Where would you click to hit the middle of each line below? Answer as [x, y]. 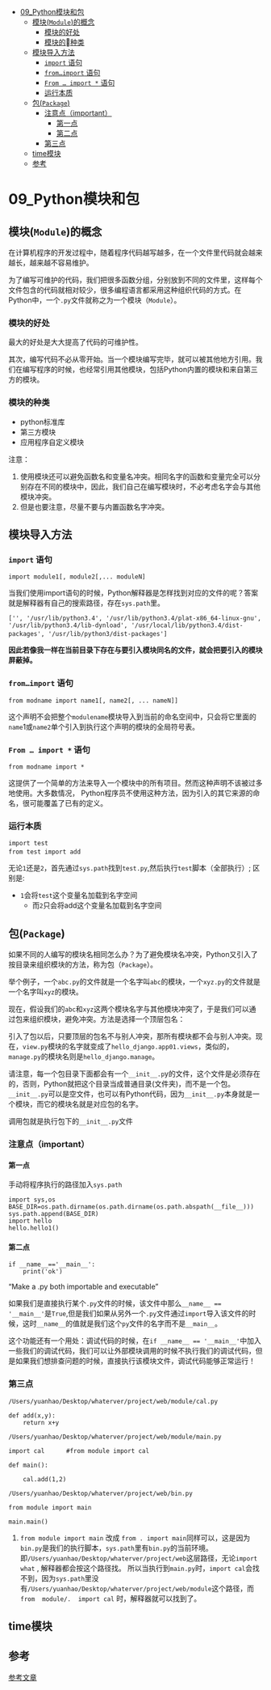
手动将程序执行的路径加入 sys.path [65, 1184]
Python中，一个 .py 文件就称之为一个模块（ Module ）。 [95, 300]
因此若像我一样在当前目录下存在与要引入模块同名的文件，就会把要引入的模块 [135, 650]
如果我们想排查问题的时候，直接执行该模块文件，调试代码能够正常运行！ [135, 1361]
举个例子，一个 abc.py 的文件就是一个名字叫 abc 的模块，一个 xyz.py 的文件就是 [134, 981]
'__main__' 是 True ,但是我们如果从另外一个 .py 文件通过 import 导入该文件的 [129, 1314]
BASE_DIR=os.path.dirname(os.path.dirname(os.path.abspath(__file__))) [131, 1207]
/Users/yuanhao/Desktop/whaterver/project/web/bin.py [101, 1493]
